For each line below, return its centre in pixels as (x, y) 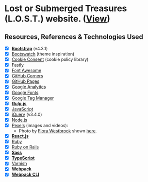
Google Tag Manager (33, 98)
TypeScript (23, 158)
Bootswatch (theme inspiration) (43, 54)
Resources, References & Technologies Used (74, 37)
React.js (20, 136)
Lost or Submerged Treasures (66, 9)
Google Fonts (25, 92)
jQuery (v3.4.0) (27, 114)
